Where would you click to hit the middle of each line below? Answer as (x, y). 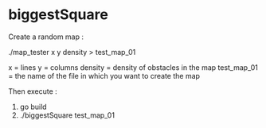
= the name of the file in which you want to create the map (104, 76)
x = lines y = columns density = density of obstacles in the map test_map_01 (133, 67)
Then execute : (33, 91)
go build (33, 107)
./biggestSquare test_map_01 (67, 115)
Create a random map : (46, 37)
